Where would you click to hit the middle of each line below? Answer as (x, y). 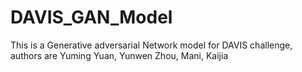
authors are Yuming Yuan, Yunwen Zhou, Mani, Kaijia (119, 55)
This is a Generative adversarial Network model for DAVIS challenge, (151, 45)
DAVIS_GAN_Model (91, 17)
